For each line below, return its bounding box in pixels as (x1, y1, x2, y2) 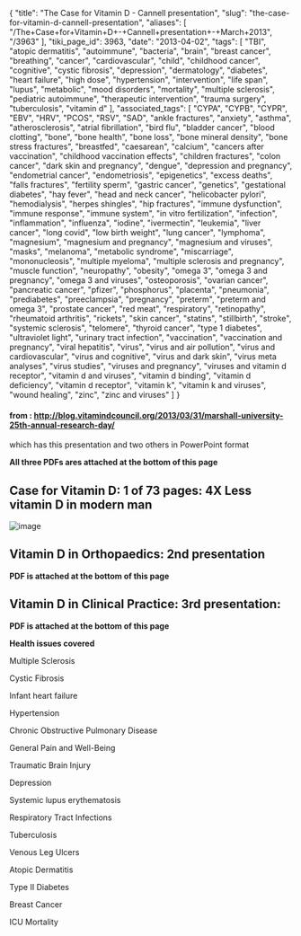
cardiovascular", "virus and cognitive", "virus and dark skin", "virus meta (9, 351, 277, 362)
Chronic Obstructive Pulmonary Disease (9, 725, 158, 736)
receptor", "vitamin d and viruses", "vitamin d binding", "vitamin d (9, 370, 252, 381)
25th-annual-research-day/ (9, 419, 115, 430)
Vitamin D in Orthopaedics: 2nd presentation (9, 547, 266, 562)
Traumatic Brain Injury (9, 759, 92, 771)
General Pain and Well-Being (9, 742, 116, 753)
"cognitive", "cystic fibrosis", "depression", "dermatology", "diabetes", (9, 65, 268, 75)
